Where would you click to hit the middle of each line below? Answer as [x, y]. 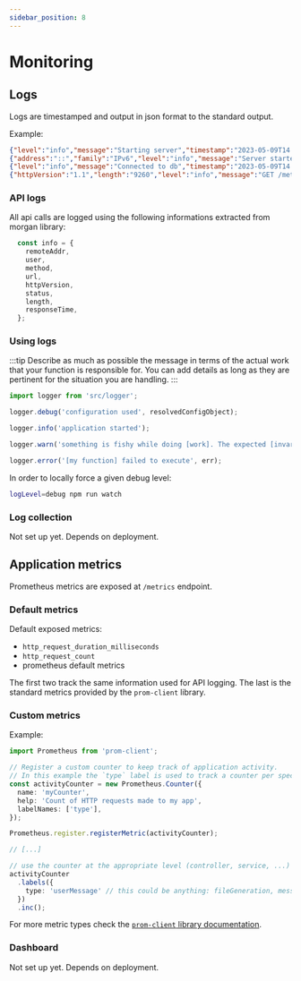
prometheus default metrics [73, 665]
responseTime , [52, 310]
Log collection [41, 517]
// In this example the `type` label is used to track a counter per [142, 776]
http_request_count [59, 657]
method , [39, 269]
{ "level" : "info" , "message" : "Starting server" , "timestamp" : [122, 150]
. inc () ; [32, 908]
